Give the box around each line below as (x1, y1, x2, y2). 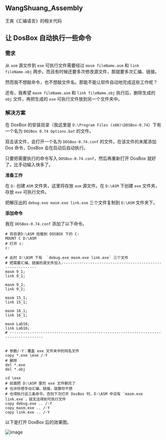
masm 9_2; (5, 282, 26, 287)
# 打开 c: (5, 241, 24, 246)
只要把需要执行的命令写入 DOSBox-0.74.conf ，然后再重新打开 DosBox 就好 (5, 155, 157, 161)
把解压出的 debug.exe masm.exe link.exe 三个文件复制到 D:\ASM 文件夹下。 (5, 199, 158, 206)
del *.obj (5, 367, 26, 372)
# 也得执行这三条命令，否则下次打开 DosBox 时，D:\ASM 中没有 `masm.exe (5, 391, 143, 396)
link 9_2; (5, 286, 26, 292)
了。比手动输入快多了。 (5, 161, 53, 167)
